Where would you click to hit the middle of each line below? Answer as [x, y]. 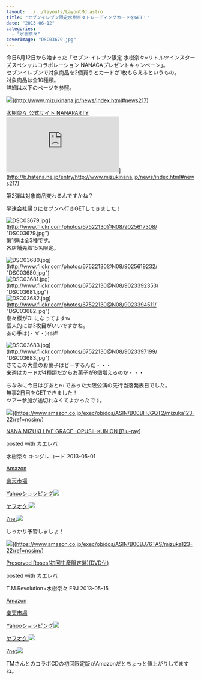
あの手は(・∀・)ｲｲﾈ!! [32, 333]
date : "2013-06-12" [31, 23]
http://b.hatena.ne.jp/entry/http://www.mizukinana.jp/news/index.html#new [101, 177]
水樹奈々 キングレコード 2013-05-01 [51, 456]
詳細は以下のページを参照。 [40, 87]
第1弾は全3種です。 [30, 240]
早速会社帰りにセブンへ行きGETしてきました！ [64, 208]
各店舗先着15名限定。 [32, 248]
